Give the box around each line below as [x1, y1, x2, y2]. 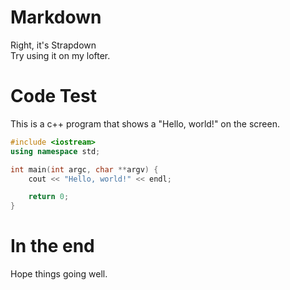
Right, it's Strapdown [10, 39, 97, 51]
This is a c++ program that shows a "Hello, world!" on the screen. [10, 117, 280, 130]
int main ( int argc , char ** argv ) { [10, 164, 159, 175]
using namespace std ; [10, 146, 101, 156]
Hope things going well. [10, 268, 108, 280]
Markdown [10, 6, 102, 29]
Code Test [10, 85, 97, 108]
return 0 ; [28, 192, 70, 202]
